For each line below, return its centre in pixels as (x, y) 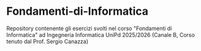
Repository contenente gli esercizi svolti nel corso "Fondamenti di (89, 28)
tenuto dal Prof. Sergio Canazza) (47, 41)
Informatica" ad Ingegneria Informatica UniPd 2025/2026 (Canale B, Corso (100, 34)
